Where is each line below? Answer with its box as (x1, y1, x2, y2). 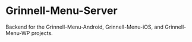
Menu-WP (5, 29, 30, 36)
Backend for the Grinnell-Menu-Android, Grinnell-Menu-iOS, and (5, 23, 164, 30)
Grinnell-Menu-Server (5, 4, 118, 17)
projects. (31, 29, 53, 36)
